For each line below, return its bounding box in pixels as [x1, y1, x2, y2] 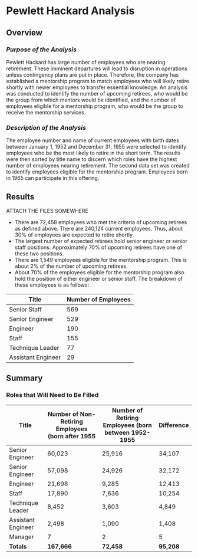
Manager [9, 533, 34, 541]
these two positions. [14, 250, 64, 257]
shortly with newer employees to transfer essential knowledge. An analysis [6, 84, 188, 91]
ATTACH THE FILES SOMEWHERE [6, 207, 88, 214]
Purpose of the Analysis [6, 45, 77, 54]
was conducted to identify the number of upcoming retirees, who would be [6, 90, 188, 97]
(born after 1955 [48, 432, 96, 440]
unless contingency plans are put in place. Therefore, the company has [6, 71, 179, 78]
